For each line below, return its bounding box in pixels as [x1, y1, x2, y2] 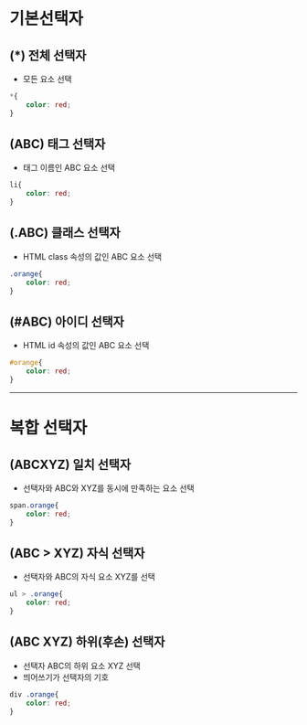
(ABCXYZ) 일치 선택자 [9, 456, 131, 472]
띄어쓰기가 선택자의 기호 [22, 671, 110, 682]
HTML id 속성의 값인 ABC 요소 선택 [22, 340, 150, 351]
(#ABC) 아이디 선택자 [9, 314, 125, 329]
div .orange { [9, 689, 59, 699]
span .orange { [9, 500, 59, 510]
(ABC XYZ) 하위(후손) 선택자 [9, 634, 165, 650]
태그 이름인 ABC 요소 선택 [22, 162, 116, 174]
